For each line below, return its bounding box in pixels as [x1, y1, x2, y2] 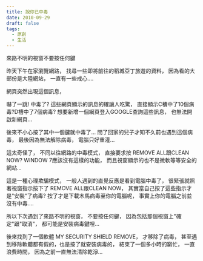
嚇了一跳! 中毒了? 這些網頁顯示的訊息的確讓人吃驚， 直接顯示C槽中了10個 [6, 101, 189, 108]
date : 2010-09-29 [6, 15, 50, 21]
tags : [6, 25, 20, 32]
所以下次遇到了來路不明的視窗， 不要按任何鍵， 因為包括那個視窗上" [6, 213, 177, 220]
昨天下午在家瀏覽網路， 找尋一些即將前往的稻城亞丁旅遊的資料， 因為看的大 [6, 67, 195, 74]
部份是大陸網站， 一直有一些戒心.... [6, 75, 94, 82]
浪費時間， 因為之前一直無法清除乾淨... [6, 248, 103, 255]
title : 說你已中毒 [6, 8, 48, 15]
